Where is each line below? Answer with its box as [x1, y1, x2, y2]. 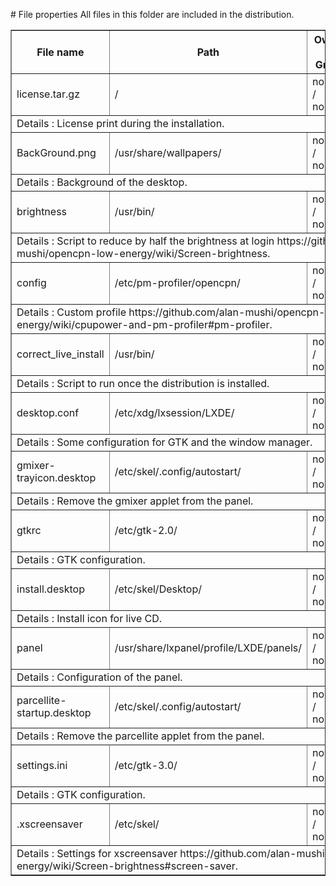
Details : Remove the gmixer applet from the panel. [16, 494, 254, 508]
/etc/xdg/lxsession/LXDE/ [114, 406, 235, 419]
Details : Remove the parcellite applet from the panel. [16, 729, 265, 743]
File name [36, 45, 85, 59]
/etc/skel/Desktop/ [114, 582, 202, 596]
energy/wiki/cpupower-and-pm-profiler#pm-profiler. [16, 318, 273, 331]
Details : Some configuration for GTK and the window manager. [16, 435, 313, 449]
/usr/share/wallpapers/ [114, 146, 222, 159]
